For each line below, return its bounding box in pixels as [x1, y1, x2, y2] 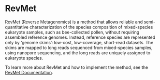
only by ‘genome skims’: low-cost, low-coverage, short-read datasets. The [5, 39, 154, 45]
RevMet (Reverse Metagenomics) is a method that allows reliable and [5, 19, 143, 25]
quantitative [5, 24, 29, 30]
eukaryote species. [5, 55, 44, 61]
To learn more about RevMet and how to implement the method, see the [5, 64, 148, 70]
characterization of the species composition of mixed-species [29, 24, 153, 30]
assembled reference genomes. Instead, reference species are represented [5, 34, 156, 40]
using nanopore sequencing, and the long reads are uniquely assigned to [5, 49, 151, 56]
